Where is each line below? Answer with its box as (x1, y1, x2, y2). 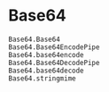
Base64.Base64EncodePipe (8, 42, 100, 52)
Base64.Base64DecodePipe (8, 58, 100, 67)
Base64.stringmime (8, 73, 76, 83)
